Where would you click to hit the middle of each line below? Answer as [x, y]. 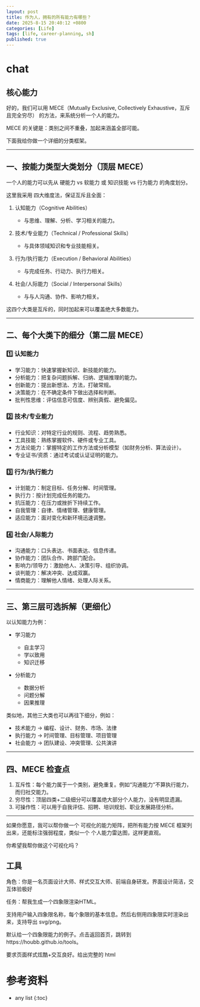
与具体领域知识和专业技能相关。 [63, 246]
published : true [26, 39]
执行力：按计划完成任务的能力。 [54, 495]
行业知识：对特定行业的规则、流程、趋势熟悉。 [72, 433]
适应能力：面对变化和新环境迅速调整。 [62, 518]
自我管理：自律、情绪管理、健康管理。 [62, 510]
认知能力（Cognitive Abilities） [53, 208]
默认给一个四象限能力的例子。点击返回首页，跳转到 [69, 934]
